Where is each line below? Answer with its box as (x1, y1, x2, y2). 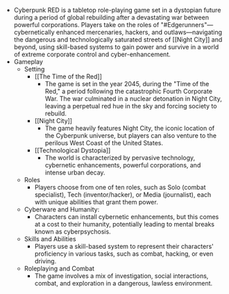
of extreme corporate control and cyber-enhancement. (13, 50, 171, 58)
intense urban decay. (44, 168, 105, 177)
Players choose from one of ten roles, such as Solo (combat (34, 183, 206, 191)
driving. (34, 257, 57, 265)
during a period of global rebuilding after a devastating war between (13, 13, 210, 22)
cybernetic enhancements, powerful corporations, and (44, 161, 201, 169)
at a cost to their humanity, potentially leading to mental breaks (34, 220, 215, 228)
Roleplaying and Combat (24, 264, 95, 272)
